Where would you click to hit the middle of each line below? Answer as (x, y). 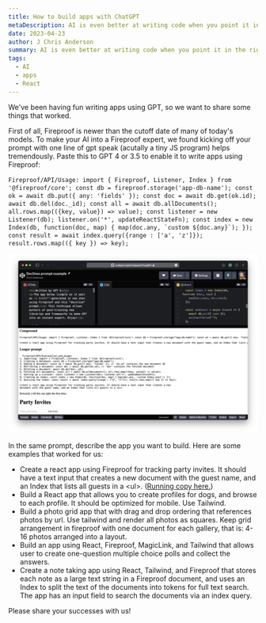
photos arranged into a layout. (78, 536)
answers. (34, 561)
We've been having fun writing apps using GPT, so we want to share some (129, 107)
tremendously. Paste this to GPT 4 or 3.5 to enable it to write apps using (125, 156)
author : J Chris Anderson (51, 42)
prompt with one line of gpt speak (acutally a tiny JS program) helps (119, 147)
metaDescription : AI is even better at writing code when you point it (129, 25)
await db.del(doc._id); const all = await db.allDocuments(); (113, 203)
